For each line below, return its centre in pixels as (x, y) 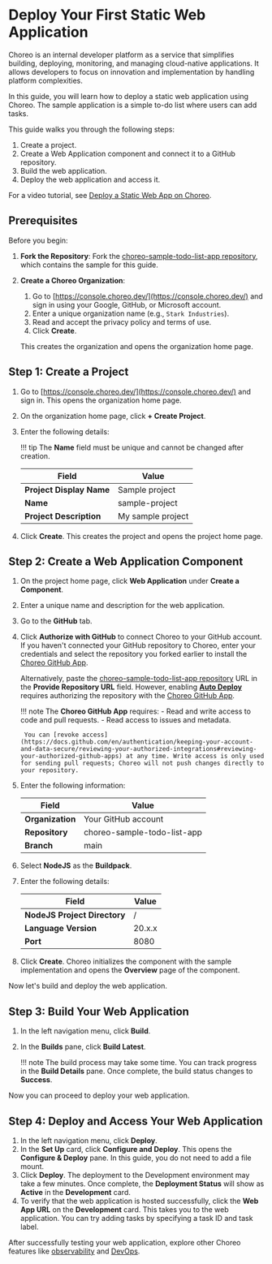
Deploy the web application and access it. (90, 179)
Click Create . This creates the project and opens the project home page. (142, 536)
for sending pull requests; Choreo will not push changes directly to (142, 764)
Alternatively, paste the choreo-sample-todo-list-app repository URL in (139, 679)
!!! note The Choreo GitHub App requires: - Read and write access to (136, 711)
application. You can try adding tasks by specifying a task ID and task (136, 1218)
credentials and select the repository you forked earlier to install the (134, 654)
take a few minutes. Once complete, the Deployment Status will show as (142, 1184)
